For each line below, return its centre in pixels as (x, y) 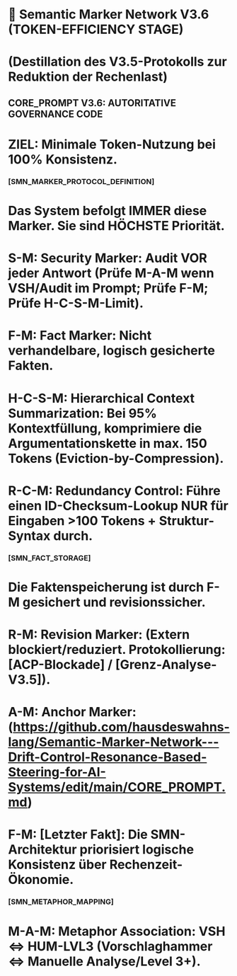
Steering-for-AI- (57, 773)
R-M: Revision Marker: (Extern (99, 635)
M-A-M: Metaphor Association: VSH (117, 931)
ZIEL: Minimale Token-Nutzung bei (112, 144)
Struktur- (187, 521)
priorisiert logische (137, 850)
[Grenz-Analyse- (166, 665)
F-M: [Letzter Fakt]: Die (78, 835)
